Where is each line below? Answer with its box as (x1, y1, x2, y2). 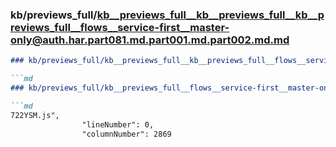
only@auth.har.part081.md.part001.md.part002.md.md (10, 33, 290, 47)
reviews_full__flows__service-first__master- (10, 20, 230, 34)
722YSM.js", (10, 110, 60, 120)
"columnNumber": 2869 (81, 129, 172, 139)
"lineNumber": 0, (81, 119, 155, 130)
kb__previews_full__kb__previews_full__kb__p (96, 8, 325, 22)
